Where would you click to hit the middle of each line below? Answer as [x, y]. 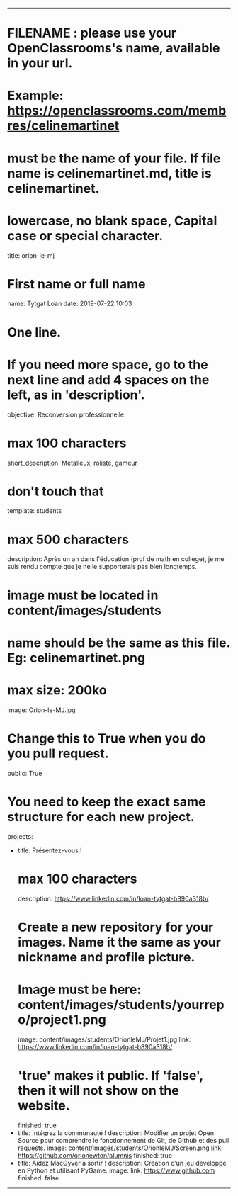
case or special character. [85, 236]
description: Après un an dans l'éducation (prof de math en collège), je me [116, 559]
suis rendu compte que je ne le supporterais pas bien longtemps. [102, 567]
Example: [35, 96]
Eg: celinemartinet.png [76, 658]
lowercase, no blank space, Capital [112, 221]
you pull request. [58, 754]
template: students [35, 511]
